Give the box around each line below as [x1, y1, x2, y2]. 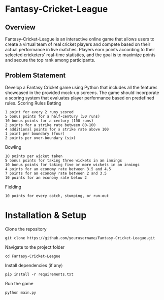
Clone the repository [5, 226, 47, 232]
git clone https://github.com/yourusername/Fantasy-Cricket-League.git [5, 235, 155, 240]
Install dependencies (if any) [5, 262, 63, 268]
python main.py [5, 290, 36, 295]
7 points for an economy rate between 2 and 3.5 [5, 171, 107, 176]
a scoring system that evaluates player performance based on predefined [5, 95, 155, 100]
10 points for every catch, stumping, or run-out [5, 193, 109, 198]
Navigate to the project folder [5, 244, 65, 250]
